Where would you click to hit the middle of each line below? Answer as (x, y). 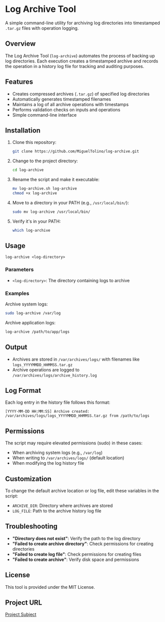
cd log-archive (28, 170)
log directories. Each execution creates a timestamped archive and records (82, 61)
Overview (21, 44)
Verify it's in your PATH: (36, 221)
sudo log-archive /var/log (33, 313)
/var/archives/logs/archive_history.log (55, 375)
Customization (28, 479)
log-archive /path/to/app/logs (37, 332)
